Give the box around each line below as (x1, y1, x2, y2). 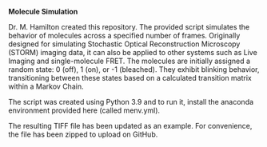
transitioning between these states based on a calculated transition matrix (8, 73, 252, 82)
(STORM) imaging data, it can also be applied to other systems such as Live (8, 48, 257, 57)
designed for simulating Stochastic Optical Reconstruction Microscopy (8, 39, 241, 49)
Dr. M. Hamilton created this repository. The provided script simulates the (8, 22, 250, 31)
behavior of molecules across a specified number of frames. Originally (8, 31, 241, 40)
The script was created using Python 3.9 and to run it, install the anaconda (8, 97, 254, 106)
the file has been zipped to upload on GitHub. (8, 129, 158, 139)
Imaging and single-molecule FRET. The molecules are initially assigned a (8, 56, 250, 66)
